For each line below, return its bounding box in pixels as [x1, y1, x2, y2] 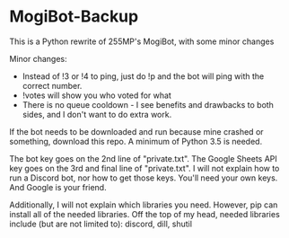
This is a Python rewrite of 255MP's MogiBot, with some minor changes [9, 36, 275, 47]
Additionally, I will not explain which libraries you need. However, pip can [9, 199, 278, 210]
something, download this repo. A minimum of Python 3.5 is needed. [9, 136, 263, 146]
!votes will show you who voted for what [22, 90, 172, 101]
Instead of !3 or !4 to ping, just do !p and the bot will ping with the [22, 70, 265, 82]
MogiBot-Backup [9, 6, 139, 27]
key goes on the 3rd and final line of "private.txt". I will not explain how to [9, 163, 280, 173]
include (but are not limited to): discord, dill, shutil [9, 218, 193, 229]
